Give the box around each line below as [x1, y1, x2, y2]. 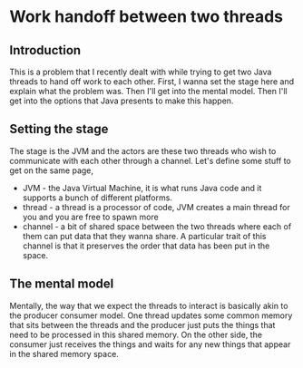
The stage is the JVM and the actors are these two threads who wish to [9, 145, 277, 156]
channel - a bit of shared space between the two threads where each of [22, 220, 292, 232]
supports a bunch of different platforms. [22, 192, 172, 203]
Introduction [9, 43, 82, 58]
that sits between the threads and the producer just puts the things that [9, 319, 276, 330]
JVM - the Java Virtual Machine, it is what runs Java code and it [22, 182, 262, 193]
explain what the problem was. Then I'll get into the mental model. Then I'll [9, 86, 288, 96]
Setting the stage [9, 121, 109, 137]
